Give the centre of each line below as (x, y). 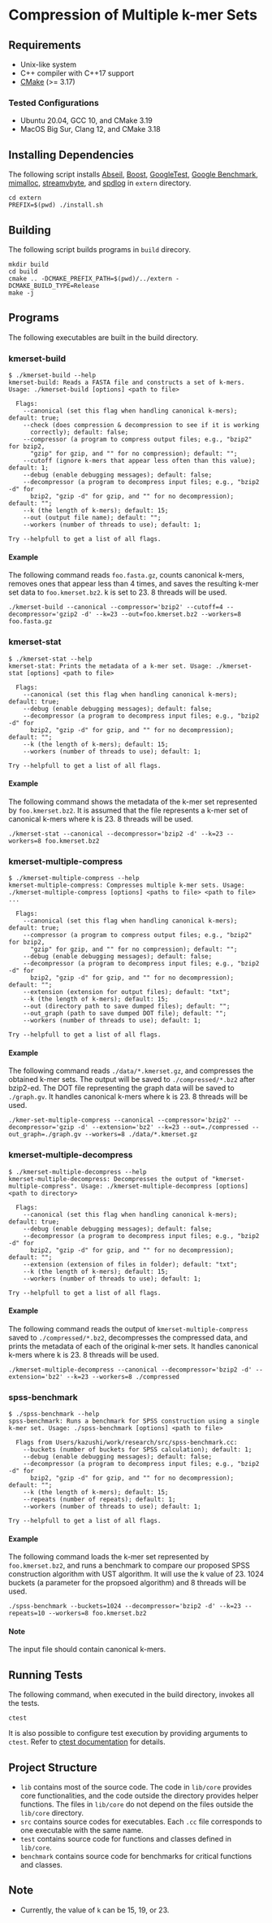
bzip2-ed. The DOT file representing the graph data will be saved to (121, 1088)
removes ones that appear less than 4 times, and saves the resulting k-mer (134, 584)
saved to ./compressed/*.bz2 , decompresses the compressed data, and (128, 1337)
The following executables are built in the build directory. (104, 337)
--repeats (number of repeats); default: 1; (99, 1500)
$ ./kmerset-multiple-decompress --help (78, 1172)
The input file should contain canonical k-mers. (87, 1650)
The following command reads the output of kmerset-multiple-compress (128, 1328)
